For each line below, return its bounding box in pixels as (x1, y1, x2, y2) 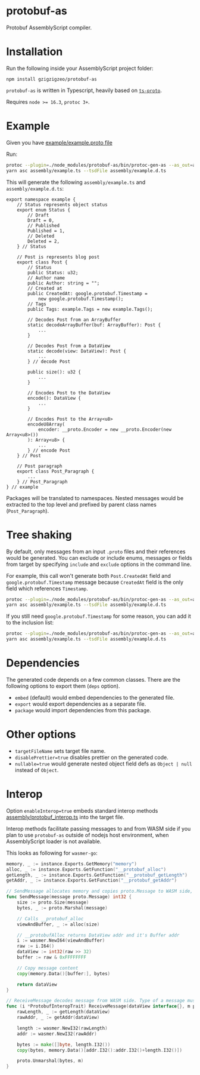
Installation (6, 45, 63, 59)
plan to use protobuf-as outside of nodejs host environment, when (6, 831, 169, 838)
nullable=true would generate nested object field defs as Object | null (14, 760, 192, 767)
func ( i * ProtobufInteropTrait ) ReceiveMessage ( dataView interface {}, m (6, 1003, 190, 1009)
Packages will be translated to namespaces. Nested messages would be (6, 494, 184, 501)
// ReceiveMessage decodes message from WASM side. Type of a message (6, 998, 185, 1004)
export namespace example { (6, 196, 76, 203)
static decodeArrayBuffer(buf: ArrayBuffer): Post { (27, 321, 161, 328)
